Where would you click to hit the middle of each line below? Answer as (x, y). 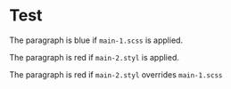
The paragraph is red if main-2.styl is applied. (95, 57)
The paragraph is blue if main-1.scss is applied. (96, 40)
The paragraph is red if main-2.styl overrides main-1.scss (116, 74)
